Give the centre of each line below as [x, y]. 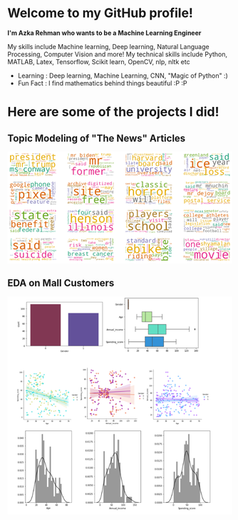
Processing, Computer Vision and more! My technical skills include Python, [118, 54]
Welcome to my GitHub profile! [100, 13]
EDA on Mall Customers [61, 283]
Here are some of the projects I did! [113, 112]
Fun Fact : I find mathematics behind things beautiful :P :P [102, 83]
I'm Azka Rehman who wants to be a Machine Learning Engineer [104, 33]
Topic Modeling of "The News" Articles [97, 138]
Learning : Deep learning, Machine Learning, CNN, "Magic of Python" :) [123, 76]
